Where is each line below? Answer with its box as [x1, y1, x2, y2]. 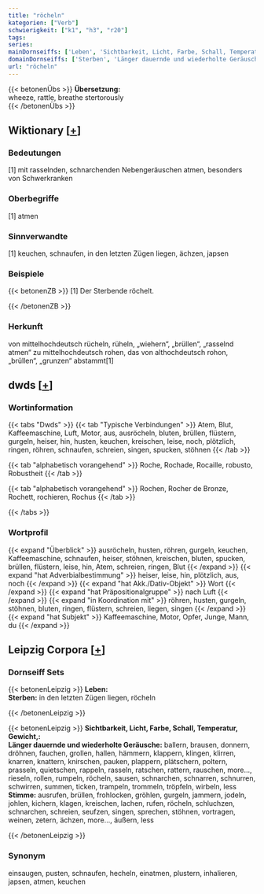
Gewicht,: [8, 732, 41, 741]
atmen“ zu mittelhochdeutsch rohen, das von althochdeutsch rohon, [8, 347, 229, 356]
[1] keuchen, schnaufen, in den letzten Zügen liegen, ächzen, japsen [8, 249, 229, 258]
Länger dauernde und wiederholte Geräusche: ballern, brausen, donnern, [8, 741, 251, 750]
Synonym [8, 851, 46, 862]
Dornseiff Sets [8, 667, 64, 678]
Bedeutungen [8, 147, 61, 158]
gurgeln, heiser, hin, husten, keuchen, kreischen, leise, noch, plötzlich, [8, 437, 236, 446]
